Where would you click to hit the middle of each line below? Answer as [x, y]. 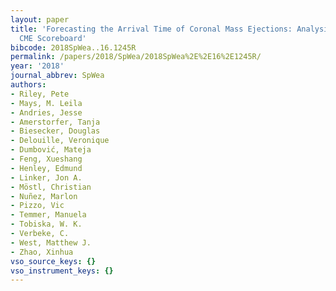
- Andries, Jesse [46, 112]
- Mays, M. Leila [46, 103]
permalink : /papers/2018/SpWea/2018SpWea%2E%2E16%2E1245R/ [136, 57]
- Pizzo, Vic [37, 206]
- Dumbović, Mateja [51, 150]
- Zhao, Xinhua [42, 252]
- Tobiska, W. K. [46, 224]
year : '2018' [37, 66]
